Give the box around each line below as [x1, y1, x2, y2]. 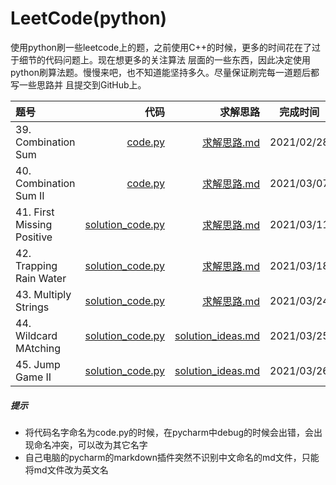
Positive [15, 230, 53, 244]
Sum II [15, 188, 45, 202]
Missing [15, 217, 53, 231]
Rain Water [15, 271, 67, 285]
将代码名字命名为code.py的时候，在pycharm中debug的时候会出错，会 [24, 426, 315, 438]
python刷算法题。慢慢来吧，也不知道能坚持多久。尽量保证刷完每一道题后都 [10, 66, 320, 78]
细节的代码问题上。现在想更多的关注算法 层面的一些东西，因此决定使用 [18, 53, 311, 66]
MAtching [15, 341, 61, 355]
